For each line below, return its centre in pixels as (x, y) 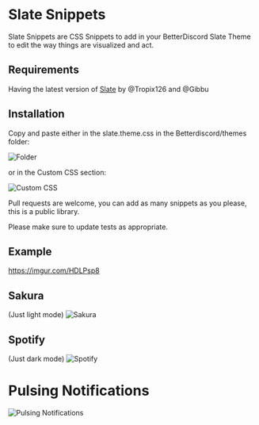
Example (30, 251)
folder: (19, 141)
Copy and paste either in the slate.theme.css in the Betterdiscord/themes (128, 133)
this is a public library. (44, 211)
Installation (36, 114)
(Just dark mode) (36, 359)
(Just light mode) (36, 315)
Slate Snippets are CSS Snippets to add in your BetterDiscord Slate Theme (129, 36)
